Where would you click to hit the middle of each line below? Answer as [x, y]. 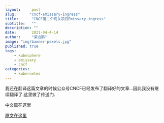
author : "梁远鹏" [26, 37]
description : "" [22, 28]
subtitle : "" [21, 23]
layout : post [23, 10]
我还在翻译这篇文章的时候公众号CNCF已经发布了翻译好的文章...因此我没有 [80, 88]
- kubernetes [27, 74]
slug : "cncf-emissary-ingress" [43, 14]
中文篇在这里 [18, 105]
